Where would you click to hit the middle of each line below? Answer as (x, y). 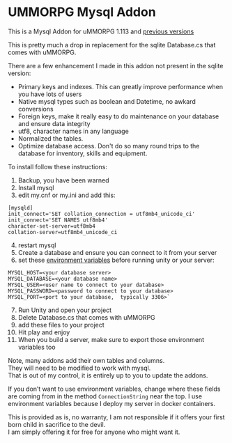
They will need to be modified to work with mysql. (79, 368)
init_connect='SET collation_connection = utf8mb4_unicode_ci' (102, 214)
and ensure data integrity (54, 123)
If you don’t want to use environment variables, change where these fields (115, 389)
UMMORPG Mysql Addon (82, 12)
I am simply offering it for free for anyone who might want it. (94, 432)
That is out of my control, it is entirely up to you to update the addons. (108, 375)
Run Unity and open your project (65, 310)
